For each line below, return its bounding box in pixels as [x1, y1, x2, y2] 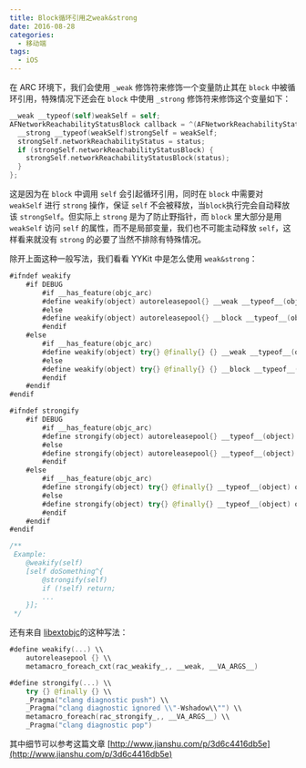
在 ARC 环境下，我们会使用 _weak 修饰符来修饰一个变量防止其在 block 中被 [9, 82, 289, 92]
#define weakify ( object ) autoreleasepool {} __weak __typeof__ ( [42, 297, 287, 306]
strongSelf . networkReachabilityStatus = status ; [17, 137, 206, 146]
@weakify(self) [25, 558, 84, 568]
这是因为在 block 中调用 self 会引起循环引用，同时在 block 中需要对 [9, 189, 264, 199]
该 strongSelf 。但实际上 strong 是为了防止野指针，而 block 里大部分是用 [9, 211, 282, 221]
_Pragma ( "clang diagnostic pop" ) [25, 721, 153, 730]
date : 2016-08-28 [9, 22, 76, 31]
